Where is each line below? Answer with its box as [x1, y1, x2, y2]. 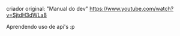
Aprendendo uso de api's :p [6, 23, 75, 30]
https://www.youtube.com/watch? [89, 5, 174, 12]
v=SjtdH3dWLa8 [6, 11, 47, 19]
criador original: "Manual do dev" [6, 5, 89, 12]
